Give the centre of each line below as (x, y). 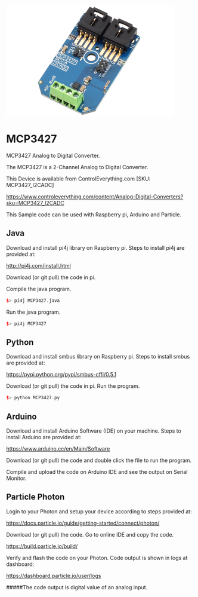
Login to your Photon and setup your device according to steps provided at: (99, 511)
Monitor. (16, 478)
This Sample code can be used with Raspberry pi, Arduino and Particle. (94, 215)
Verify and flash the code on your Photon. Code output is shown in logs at (97, 558)
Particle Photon (35, 497)
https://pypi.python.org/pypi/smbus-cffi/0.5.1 (61, 375)
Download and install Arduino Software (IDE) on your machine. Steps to (94, 431)
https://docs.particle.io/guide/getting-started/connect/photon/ (83, 523)
